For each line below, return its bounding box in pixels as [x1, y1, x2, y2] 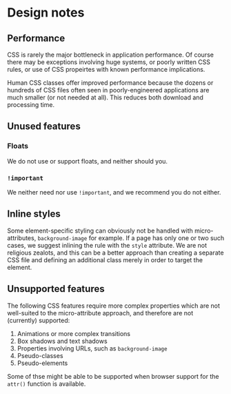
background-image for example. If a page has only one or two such [37, 233, 225, 242]
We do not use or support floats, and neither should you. [7, 157, 168, 165]
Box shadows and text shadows [17, 337, 108, 345]
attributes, [7, 233, 37, 242]
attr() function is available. [7, 380, 86, 388]
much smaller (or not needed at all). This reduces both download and [7, 93, 203, 101]
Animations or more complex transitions [17, 329, 131, 337]
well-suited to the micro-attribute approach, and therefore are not [7, 308, 194, 317]
